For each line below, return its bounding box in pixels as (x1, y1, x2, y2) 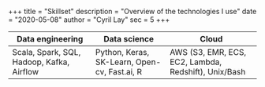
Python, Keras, (95, 47, 150, 57)
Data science (103, 34, 155, 44)
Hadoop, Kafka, (12, 56, 69, 67)
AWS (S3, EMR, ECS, (169, 47, 247, 57)
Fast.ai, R (108, 67, 143, 77)
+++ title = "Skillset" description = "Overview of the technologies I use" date (8, 7, 257, 16)
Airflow (12, 67, 39, 77)
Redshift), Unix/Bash (169, 67, 246, 77)
